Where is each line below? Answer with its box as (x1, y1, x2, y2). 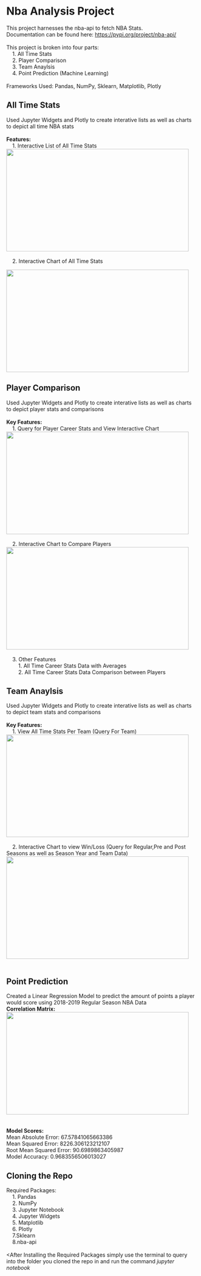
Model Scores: (6, 1127, 44, 1134)
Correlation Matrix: (6, 1005, 56, 1012)
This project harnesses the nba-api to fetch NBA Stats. (6, 24, 143, 32)
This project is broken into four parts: (6, 44, 99, 51)
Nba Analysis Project (6, 4, 115, 18)
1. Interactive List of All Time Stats (12, 142, 97, 149)
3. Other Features (12, 655, 56, 663)
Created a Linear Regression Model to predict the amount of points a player (6, 992, 195, 1000)
